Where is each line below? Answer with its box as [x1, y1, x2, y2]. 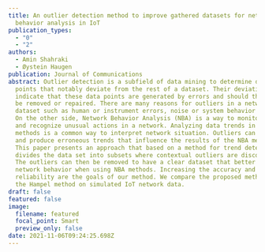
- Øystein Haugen [15, 63, 73, 71]
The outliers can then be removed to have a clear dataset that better [15, 159, 256, 167]
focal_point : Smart [15, 217, 80, 225]
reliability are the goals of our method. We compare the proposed [15, 173, 242, 182]
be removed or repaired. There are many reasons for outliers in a [15, 100, 242, 107]
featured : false [8, 195, 62, 203]
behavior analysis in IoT [15, 19, 101, 27]
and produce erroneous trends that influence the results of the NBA [15, 136, 248, 145]
